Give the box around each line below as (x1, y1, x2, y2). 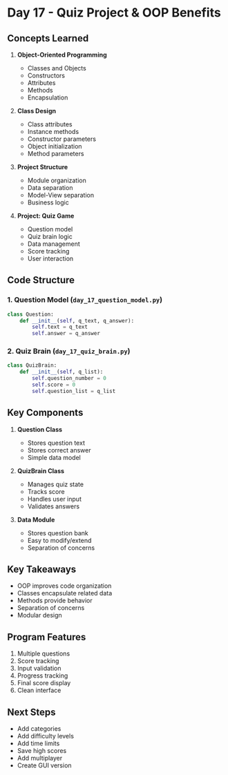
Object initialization (27, 142, 82, 150)
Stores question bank (27, 528, 88, 537)
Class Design (17, 107, 57, 115)
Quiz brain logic (27, 233, 73, 240)
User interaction (27, 254, 74, 262)
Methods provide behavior (17, 596, 93, 605)
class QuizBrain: (7, 362, 57, 369)
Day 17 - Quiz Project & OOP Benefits (7, 5, 221, 21)
